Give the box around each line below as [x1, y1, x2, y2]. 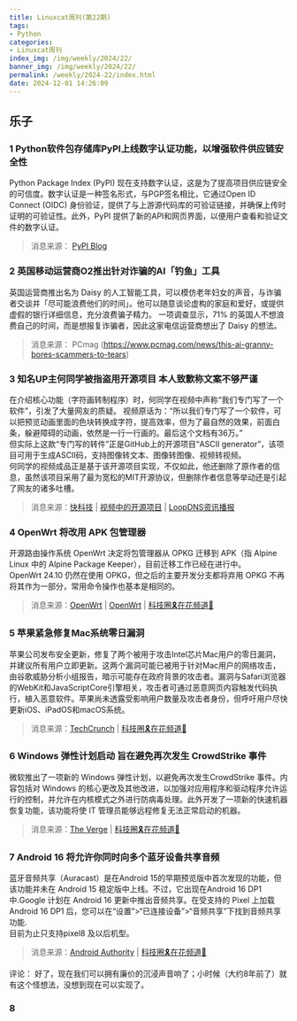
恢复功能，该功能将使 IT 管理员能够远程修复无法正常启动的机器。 [9, 805, 246, 816]
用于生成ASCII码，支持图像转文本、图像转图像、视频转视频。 [24, 449, 247, 460]
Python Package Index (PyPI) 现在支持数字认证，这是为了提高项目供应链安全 [9, 178, 288, 189]
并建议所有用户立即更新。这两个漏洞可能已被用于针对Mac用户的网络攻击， [9, 660, 281, 670]
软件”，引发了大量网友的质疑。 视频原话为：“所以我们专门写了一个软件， [9, 405, 274, 416]
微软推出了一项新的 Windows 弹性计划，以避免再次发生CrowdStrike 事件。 [9, 771, 280, 782]
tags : [9, 21, 29, 30]
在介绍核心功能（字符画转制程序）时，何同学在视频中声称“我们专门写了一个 [9, 394, 285, 405]
